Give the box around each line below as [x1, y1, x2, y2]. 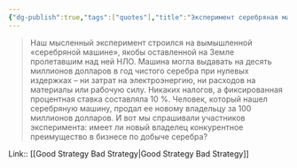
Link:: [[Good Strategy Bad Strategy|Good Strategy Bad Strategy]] [8, 148, 249, 159]
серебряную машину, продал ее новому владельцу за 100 [29, 103, 252, 113]
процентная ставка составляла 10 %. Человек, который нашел [29, 94, 268, 104]
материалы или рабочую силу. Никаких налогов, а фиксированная [29, 84, 283, 95]
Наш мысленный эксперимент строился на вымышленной [29, 37, 253, 48]
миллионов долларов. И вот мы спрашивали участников [29, 112, 246, 123]
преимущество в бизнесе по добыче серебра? [29, 131, 208, 141]
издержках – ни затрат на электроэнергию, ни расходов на [29, 74, 256, 85]
